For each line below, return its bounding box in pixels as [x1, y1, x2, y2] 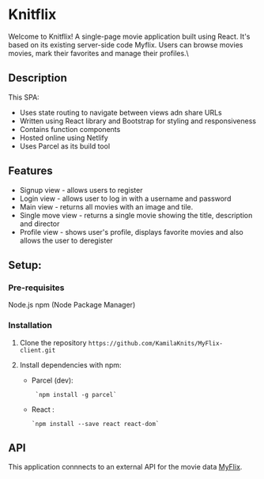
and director [19, 219, 60, 228]
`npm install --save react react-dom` [31, 420, 160, 428]
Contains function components [19, 124, 121, 134]
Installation [8, 320, 53, 331]
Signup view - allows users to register [19, 185, 143, 194]
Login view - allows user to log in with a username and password [19, 194, 232, 203]
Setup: [8, 258, 42, 272]
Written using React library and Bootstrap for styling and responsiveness [19, 116, 257, 126]
